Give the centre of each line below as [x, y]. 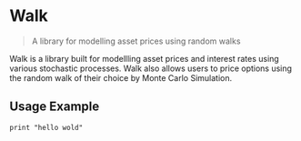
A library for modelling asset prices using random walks [136, 41]
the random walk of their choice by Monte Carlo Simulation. [121, 77]
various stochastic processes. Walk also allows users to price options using [151, 68]
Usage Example [55, 107]
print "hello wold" [46, 127]
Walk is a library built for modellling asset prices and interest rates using [144, 58]
